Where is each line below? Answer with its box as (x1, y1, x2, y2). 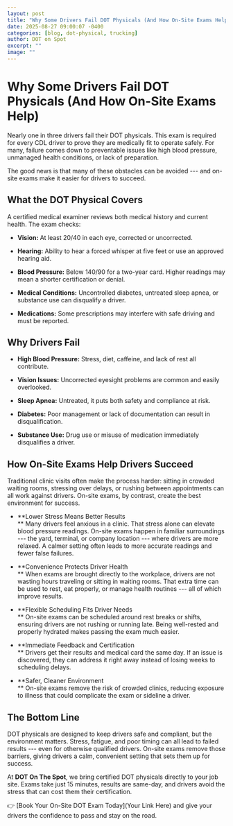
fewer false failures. (17, 549, 74, 558)
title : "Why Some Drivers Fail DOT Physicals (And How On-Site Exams (7, 17, 213, 24)
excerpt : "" (7, 42, 42, 49)
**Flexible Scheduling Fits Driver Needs (17, 605, 133, 614)
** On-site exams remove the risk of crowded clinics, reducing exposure (17, 684, 224, 692)
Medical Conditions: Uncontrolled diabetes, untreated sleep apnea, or (17, 289, 219, 297)
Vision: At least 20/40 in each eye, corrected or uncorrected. (17, 233, 193, 241)
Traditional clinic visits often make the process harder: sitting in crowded (7, 476, 215, 485)
